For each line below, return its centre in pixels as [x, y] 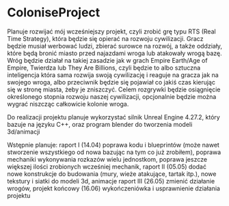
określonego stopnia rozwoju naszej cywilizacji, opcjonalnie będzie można [112, 96]
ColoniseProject [54, 13]
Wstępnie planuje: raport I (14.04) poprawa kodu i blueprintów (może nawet [113, 145]
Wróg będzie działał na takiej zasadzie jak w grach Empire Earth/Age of [107, 60]
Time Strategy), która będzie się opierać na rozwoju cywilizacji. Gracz [105, 38]
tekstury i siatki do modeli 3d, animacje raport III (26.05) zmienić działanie [111, 181]
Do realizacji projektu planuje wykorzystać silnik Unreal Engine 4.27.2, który [113, 117]
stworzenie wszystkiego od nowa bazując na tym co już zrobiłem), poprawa [114, 152]
